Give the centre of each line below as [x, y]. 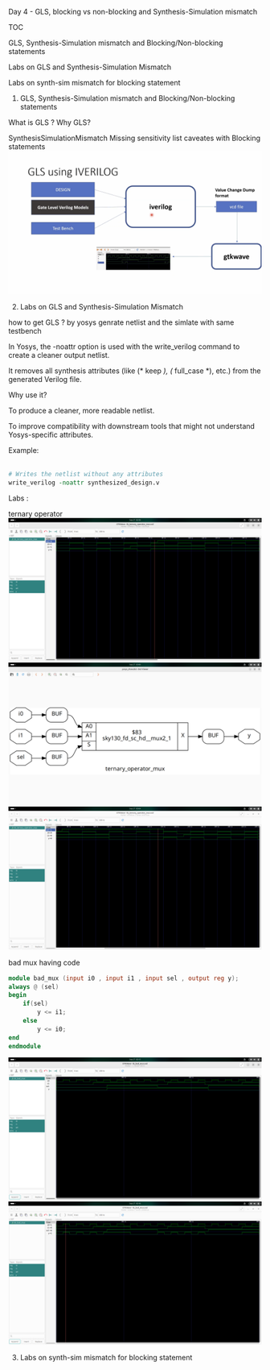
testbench [25, 330]
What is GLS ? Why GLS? [49, 122]
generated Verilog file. [45, 379]
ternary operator [35, 514]
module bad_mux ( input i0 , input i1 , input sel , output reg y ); [124, 978]
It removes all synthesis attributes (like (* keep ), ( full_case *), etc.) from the [135, 371]
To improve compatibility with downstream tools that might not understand [132, 426]
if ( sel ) [35, 1004]
